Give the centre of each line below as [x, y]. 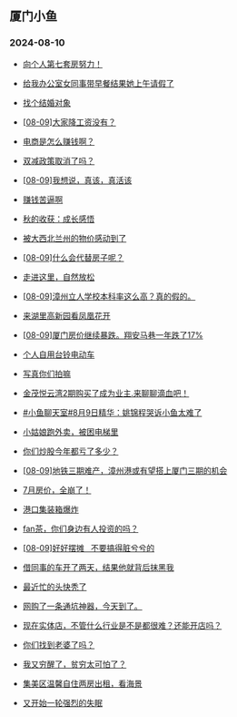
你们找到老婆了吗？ [59, 644]
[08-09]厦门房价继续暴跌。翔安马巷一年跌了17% [113, 334]
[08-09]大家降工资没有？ [69, 122]
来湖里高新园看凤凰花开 [66, 315]
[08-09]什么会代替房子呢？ [73, 257]
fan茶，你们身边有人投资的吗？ [80, 528]
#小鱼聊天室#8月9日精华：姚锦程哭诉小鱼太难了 [112, 412]
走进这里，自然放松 [59, 277]
